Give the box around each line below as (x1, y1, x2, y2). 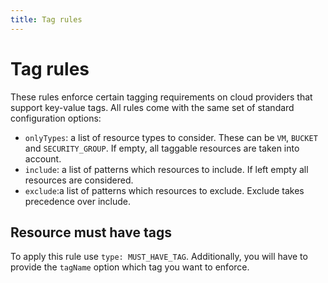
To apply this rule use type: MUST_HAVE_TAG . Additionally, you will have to (10, 251, 308, 263)
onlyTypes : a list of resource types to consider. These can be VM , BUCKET (24, 131, 318, 143)
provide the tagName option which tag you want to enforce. (10, 261, 250, 273)
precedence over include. (24, 195, 132, 207)
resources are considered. (24, 174, 134, 186)
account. (24, 152, 62, 165)
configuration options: (10, 112, 102, 124)
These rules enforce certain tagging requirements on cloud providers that (10, 91, 313, 103)
